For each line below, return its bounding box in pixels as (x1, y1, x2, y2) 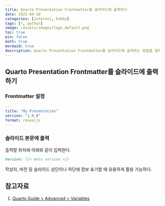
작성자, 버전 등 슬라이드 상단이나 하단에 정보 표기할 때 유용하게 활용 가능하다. (5, 166, 152, 172)
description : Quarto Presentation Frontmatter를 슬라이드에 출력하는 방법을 (5, 48, 153, 53)
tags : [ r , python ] (5, 21, 43, 26)
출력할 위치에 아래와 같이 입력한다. (5, 147, 71, 153)
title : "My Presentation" (5, 109, 58, 114)
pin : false (5, 35, 28, 40)
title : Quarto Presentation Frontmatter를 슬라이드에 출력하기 (5, 7, 127, 12)
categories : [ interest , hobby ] (5, 16, 69, 21)
